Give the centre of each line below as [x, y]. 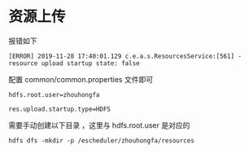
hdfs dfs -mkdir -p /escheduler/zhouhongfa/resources [102, 140]
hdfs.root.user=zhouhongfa [54, 94]
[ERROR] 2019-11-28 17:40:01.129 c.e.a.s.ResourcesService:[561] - [125, 56]
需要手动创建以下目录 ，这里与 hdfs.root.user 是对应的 [99, 125]
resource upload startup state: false [74, 63]
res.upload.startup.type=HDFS [60, 109]
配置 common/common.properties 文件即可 [81, 79]
